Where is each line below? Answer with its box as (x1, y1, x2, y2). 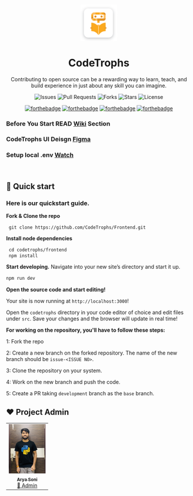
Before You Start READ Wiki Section (6, 120, 111, 128)
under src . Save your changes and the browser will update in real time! (6, 315, 178, 322)
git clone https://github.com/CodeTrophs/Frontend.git (8, 224, 146, 231)
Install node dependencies (6, 235, 72, 242)
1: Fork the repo (6, 338, 44, 345)
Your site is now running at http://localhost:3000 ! (6, 297, 129, 305)
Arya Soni (16, 477, 38, 482)
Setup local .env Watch (6, 151, 74, 159)
